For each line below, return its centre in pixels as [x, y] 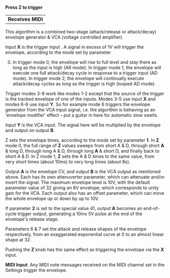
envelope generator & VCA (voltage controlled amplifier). [65, 37]
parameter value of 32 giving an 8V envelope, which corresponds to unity [82, 188]
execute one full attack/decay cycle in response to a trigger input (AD [85, 73]
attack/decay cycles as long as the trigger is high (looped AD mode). [84, 84]
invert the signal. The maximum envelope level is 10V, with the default [78, 182]
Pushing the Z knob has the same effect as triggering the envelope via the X [85, 250]
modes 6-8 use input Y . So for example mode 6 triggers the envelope [78, 104]
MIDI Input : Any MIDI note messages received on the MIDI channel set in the [85, 265]
